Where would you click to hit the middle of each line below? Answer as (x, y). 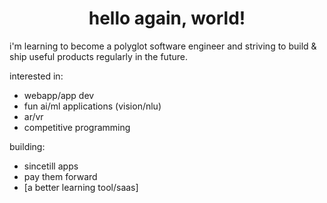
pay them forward (60, 176)
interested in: (36, 76)
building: (27, 146)
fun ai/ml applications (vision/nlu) (92, 106)
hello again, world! (167, 18)
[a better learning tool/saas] (81, 187)
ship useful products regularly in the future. (98, 56)
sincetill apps (51, 166)
